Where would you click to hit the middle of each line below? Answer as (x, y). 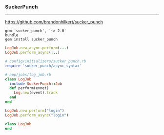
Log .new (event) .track (36, 93)
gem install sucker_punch (31, 39)
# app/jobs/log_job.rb (28, 75)
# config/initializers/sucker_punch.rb (46, 61)
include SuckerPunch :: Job (36, 84)
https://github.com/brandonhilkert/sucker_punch (54, 22)
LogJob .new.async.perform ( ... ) (37, 48)
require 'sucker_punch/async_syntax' (43, 66)
